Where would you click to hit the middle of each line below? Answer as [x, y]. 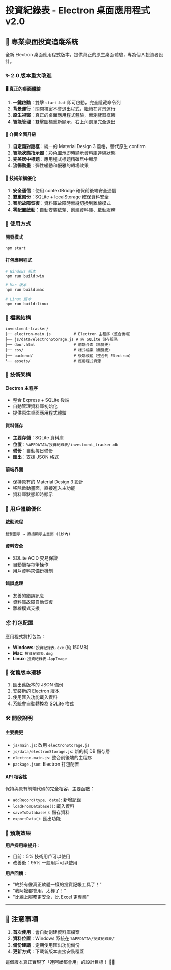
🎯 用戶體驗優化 [23, 509]
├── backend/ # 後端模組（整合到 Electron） [69, 356]
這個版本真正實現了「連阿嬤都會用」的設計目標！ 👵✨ [60, 962]
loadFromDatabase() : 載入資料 [44, 806]
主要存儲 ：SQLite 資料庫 [38, 437]
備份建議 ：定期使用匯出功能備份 [46, 945]
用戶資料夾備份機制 [33, 571]
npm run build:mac [25, 290]
